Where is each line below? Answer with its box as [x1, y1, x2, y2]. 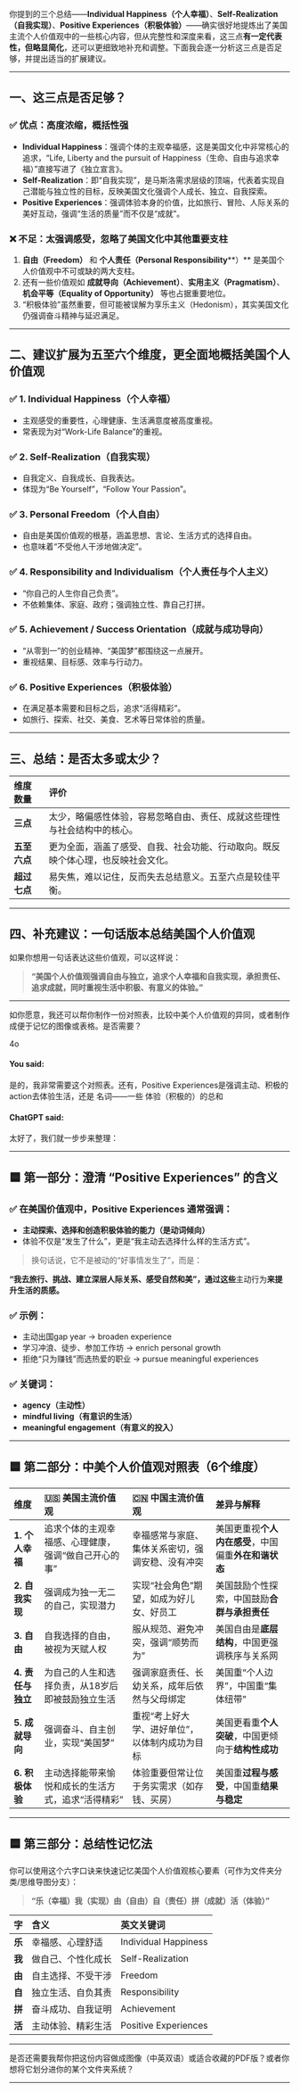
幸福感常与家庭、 [132, 1529, 204, 1542]
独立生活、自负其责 [31, 1987, 113, 1999]
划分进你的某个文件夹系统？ [32, 2064, 134, 2075]
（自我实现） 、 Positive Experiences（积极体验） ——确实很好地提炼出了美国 [9, 20, 288, 30]
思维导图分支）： [20, 1877, 79, 1888]
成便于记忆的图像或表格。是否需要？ [9, 1021, 142, 1031]
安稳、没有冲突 [141, 1556, 204, 1568]
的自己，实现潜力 [44, 1600, 116, 1612]
